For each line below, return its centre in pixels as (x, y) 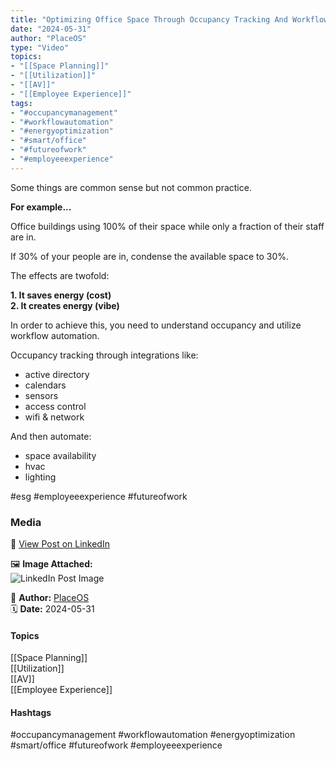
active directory (57, 374)
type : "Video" (40, 47)
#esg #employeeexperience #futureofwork (99, 496)
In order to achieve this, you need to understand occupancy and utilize (156, 325)
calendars (45, 385)
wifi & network (54, 417)
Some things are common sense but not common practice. (131, 187)
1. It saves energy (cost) (61, 295)
